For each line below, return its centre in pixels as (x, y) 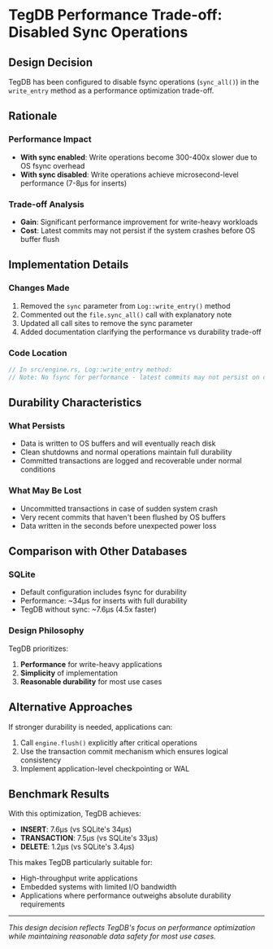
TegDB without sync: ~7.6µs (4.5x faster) (88, 609)
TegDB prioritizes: (39, 648)
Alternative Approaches (70, 707)
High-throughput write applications (79, 878)
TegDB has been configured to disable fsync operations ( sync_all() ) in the (134, 82)
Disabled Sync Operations (98, 32)
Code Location (38, 353)
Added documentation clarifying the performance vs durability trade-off (141, 332)
